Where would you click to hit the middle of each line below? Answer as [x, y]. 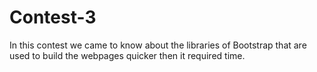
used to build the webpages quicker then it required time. [127, 55]
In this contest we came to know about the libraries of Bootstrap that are [158, 45]
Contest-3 [53, 17]
